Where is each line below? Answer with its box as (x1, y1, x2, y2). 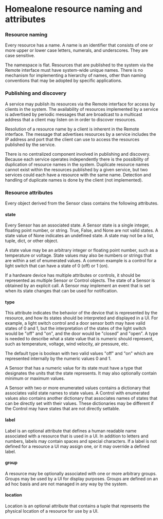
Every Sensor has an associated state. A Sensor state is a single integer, (5, 222, 150, 228)
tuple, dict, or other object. (5, 238, 58, 244)
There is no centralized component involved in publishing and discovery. (5, 151, 151, 157)
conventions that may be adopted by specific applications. (5, 78, 123, 83)
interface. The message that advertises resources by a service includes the (5, 131, 157, 137)
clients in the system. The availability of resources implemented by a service (5, 106, 159, 112)
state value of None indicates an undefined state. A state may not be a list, (5, 233, 154, 239)
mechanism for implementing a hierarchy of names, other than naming (5, 72, 146, 79)
